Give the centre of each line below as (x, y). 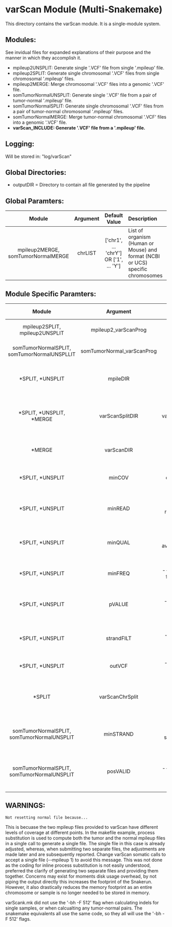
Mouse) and (142, 250)
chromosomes (145, 276)
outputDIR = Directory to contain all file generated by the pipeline (81, 185)
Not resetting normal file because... (47, 817)
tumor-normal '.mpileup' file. (42, 100)
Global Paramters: (35, 201)
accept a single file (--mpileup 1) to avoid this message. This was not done (84, 860)
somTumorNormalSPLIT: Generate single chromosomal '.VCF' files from (88, 106)
